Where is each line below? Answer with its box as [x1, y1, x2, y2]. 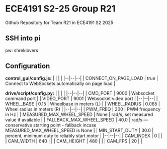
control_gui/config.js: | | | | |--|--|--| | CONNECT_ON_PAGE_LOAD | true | [5, 75, 158, 81]
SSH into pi [5, 34, 41, 42]
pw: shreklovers [5, 47, 39, 53]
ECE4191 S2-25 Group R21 [5, 3, 116, 14]
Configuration [5, 62, 50, 70]
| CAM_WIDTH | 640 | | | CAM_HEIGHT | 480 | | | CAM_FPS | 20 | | [5, 138, 142, 144]
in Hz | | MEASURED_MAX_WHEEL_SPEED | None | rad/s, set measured [5, 111, 153, 117]
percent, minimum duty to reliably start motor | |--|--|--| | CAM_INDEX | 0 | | [5, 132, 162, 138]
